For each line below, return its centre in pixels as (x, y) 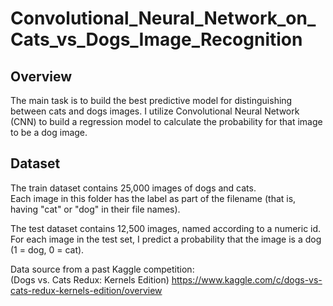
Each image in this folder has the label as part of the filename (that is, (153, 198)
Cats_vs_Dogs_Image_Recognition (156, 39)
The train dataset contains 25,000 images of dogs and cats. (133, 188)
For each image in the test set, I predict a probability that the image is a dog (166, 239)
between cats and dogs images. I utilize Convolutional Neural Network (155, 111)
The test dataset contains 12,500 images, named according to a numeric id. (166, 228)
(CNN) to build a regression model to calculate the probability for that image (166, 121)
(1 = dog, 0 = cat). (47, 249)
